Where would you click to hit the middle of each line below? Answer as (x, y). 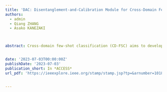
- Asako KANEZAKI (28, 28)
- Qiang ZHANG (24, 24)
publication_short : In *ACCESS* (39, 68)
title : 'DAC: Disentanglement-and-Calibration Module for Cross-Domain (81, 10)
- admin (18, 19)
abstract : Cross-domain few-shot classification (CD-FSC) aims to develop (84, 46)
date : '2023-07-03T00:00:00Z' (37, 59)
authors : (14, 14)
